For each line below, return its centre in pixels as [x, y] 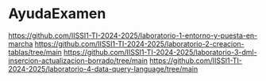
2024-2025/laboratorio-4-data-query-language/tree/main [103, 68]
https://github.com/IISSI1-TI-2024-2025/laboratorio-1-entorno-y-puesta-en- [133, 35]
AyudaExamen [57, 14]
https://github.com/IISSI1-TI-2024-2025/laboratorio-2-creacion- [139, 43]
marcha [21, 43]
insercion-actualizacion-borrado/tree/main [78, 61]
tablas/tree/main [35, 52]
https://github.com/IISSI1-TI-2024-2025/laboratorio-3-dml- [160, 52]
